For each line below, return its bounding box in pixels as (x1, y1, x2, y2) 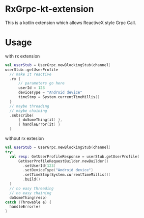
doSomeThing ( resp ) (9, 195, 48, 200)
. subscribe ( (9, 113, 34, 118)
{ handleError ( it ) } (18, 122, 60, 127)
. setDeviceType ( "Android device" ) (23, 168, 93, 173)
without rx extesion (5, 136, 44, 141)
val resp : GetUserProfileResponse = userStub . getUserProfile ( (9, 154, 140, 159)
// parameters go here (18, 81, 65, 86)
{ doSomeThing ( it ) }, (18, 117, 63, 122)
